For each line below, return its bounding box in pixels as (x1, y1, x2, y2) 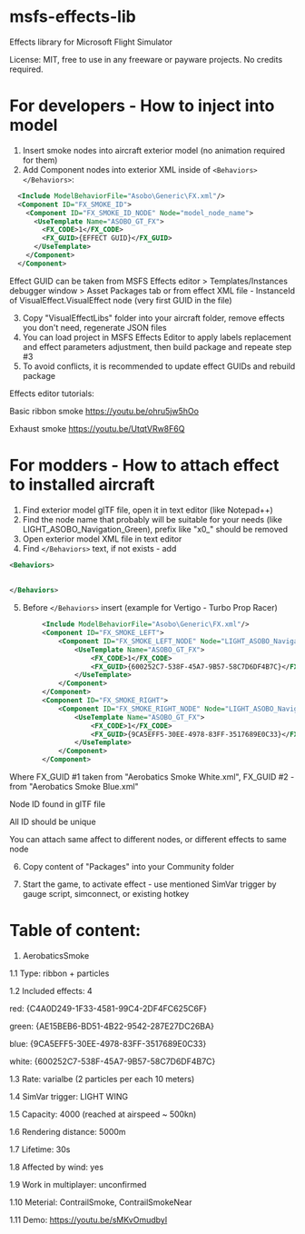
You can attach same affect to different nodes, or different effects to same (9, 834, 288, 845)
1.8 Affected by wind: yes (9, 1161, 104, 1172)
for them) (22, 154, 58, 165)
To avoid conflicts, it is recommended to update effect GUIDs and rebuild (22, 361, 296, 372)
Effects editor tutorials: (9, 388, 95, 399)
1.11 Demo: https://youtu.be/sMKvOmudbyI (9, 1215, 168, 1225)
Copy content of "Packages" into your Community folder (22, 861, 234, 872)
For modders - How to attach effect (9, 454, 280, 475)
